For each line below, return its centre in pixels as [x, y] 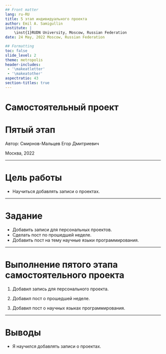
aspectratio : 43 [22, 79]
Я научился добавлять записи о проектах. [57, 346]
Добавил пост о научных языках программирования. [69, 308]
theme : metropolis [24, 60]
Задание [24, 216]
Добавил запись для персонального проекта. [60, 289]
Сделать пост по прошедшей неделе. [52, 235]
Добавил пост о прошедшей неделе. [51, 298]
